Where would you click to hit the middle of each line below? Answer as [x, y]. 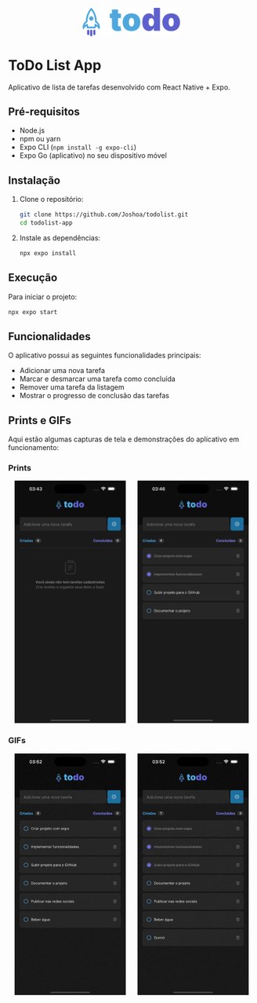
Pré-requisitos [44, 111]
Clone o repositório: [51, 200]
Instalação [34, 180]
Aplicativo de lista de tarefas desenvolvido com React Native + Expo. [119, 87]
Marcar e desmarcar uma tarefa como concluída [98, 379]
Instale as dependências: [60, 238]
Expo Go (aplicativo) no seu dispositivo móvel [93, 156]
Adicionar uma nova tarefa [62, 371]
